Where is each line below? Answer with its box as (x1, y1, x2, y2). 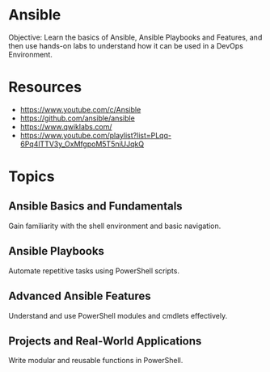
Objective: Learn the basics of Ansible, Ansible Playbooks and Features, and (8, 32, 263, 42)
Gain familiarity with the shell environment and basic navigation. (8, 221, 221, 230)
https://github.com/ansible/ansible (19, 113, 135, 123)
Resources (8, 78, 82, 96)
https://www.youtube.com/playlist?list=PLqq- (19, 130, 172, 140)
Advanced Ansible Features (8, 290, 151, 303)
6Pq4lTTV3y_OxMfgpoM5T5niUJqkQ (19, 139, 144, 149)
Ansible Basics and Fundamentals (8, 200, 184, 213)
